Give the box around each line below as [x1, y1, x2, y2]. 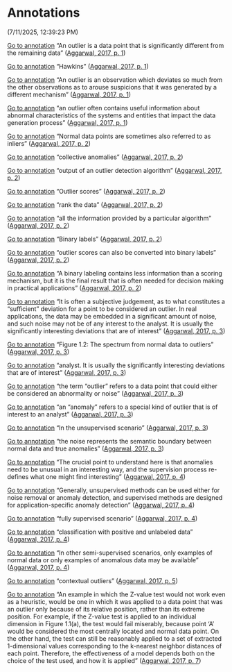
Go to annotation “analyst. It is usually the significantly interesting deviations [7, 361, 225, 369]
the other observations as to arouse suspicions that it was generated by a [7, 83, 217, 91]
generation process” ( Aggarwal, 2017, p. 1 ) [7, 118, 128, 126]
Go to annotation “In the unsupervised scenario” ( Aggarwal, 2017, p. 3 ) [7, 423, 209, 432]
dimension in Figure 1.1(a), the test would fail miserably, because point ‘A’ [7, 619, 215, 628]
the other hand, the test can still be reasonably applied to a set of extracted [7, 634, 222, 643]
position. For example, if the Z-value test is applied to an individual [7, 612, 197, 621]
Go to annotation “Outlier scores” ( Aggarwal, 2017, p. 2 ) [7, 187, 166, 195]
